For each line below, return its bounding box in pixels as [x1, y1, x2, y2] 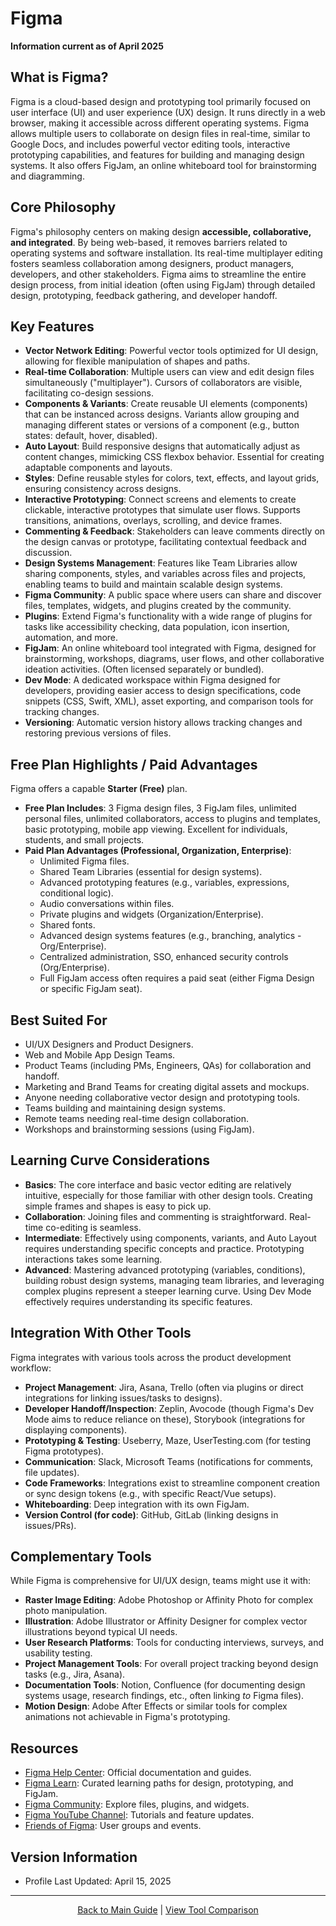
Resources [10, 1740, 79, 1757]
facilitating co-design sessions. [24, 387, 155, 399]
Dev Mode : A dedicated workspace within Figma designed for [24, 674, 281, 686]
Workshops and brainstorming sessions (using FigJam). [24, 1123, 255, 1135]
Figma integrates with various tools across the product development [10, 1351, 292, 1363]
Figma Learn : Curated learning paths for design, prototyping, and [24, 1777, 294, 1789]
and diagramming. [10, 170, 85, 182]
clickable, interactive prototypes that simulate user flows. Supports [24, 504, 301, 516]
